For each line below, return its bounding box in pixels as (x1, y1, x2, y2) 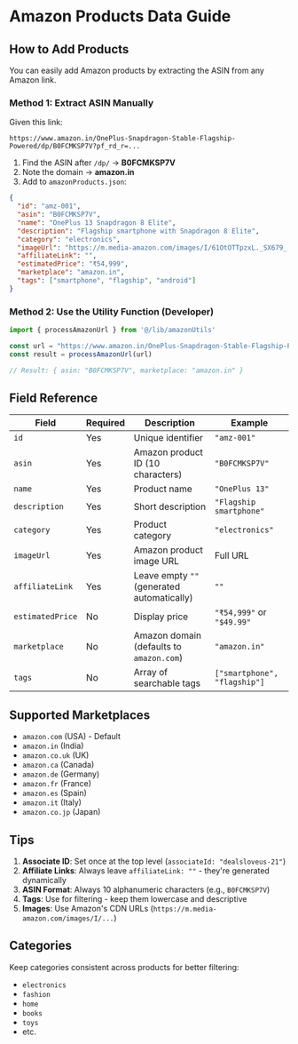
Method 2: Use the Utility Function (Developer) (9, 305, 215, 317)
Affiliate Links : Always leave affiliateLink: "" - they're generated (21, 865, 271, 876)
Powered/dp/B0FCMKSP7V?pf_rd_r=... (9, 142, 141, 151)
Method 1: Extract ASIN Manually (9, 96, 153, 108)
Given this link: (9, 117, 64, 128)
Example (230, 417, 269, 429)
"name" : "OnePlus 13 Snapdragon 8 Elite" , (17, 218, 176, 227)
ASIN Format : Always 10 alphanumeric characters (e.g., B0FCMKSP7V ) (21, 884, 271, 895)
